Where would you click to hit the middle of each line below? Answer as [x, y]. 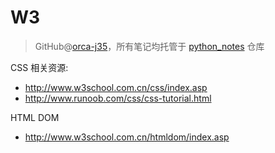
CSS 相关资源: [39, 67]
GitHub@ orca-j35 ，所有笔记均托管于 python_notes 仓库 [149, 46]
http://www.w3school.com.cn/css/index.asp [116, 87]
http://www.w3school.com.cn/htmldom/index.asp [127, 137]
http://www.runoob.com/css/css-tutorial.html [118, 98]
